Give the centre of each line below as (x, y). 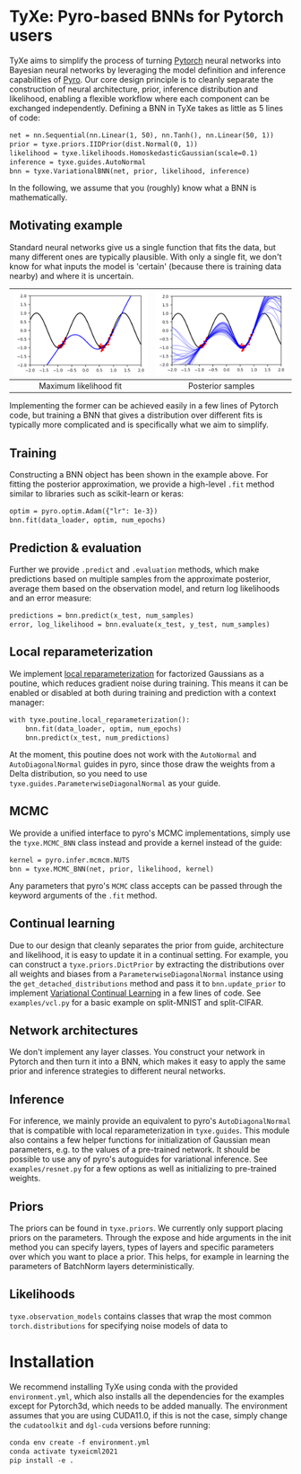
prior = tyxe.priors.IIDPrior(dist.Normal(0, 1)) (104, 144)
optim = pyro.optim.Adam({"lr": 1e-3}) (84, 512)
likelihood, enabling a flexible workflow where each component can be (140, 98)
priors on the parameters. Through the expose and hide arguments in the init (150, 1237)
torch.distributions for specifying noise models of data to (119, 1325)
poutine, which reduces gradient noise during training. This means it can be (149, 683)
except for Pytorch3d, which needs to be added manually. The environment (149, 1406)
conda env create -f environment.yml (80, 1443)
